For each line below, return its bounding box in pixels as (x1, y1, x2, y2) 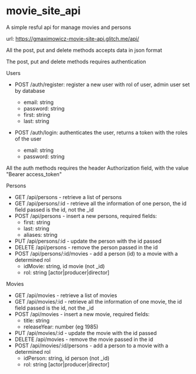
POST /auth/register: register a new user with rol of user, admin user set (14, 81, 190, 88)
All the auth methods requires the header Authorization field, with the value (6, 164, 189, 171)
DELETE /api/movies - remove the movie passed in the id (14, 336, 153, 343)
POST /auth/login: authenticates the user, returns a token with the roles (14, 129, 188, 136)
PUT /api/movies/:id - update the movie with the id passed (14, 329, 157, 336)
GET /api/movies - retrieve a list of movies (14, 291, 117, 299)
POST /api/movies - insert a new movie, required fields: (14, 310, 150, 317)
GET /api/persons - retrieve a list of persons (14, 193, 122, 200)
